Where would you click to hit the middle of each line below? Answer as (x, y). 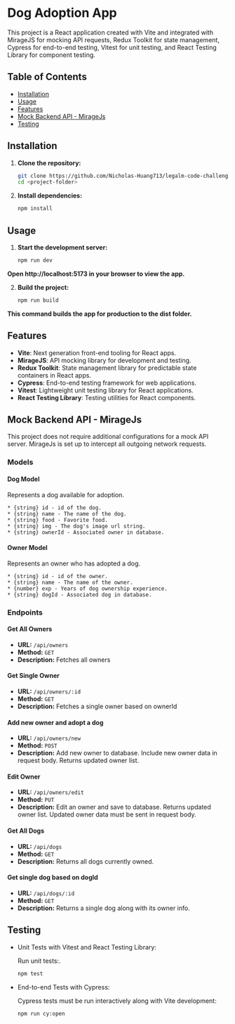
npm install (35, 209)
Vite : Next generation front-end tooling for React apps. (97, 352)
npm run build (38, 300)
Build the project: (43, 287)
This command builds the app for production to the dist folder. (100, 314)
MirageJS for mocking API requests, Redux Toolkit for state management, (113, 39)
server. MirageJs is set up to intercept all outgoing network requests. (107, 444)
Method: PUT (36, 800)
